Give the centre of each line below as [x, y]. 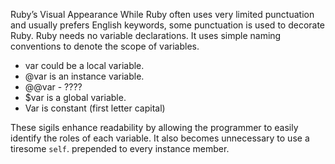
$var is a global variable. [75, 97]
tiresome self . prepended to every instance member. [120, 148]
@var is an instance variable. [84, 76]
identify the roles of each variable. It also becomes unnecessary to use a [160, 138]
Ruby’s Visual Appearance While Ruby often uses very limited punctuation [162, 14]
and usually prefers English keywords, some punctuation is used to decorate [168, 25]
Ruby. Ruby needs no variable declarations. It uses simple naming [146, 35]
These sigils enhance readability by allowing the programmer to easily [154, 127]
